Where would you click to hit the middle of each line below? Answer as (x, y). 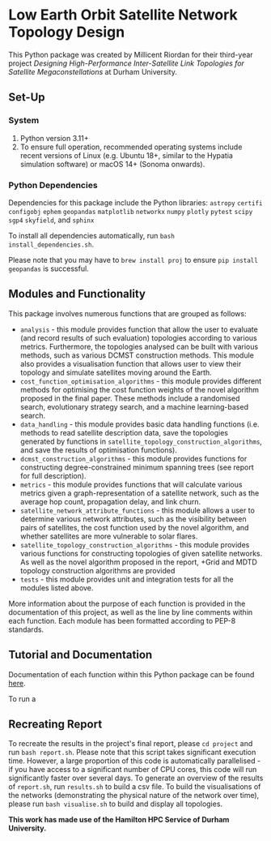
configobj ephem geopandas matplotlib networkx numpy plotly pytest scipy (131, 212)
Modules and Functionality (77, 294)
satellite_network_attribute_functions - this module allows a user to (137, 510)
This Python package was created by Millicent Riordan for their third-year (131, 54)
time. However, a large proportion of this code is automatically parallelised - (135, 761)
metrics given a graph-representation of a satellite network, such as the (140, 493)
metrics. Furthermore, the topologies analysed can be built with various (139, 346)
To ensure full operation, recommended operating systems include (131, 147)
